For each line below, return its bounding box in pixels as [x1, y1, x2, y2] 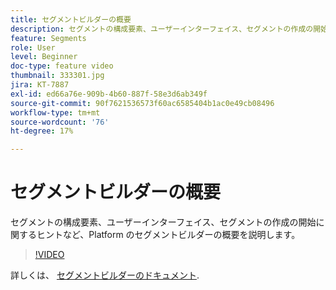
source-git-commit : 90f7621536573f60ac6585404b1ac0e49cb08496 [10, 98, 275, 108]
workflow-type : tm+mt [10, 107, 101, 118]
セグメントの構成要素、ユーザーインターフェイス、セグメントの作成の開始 [10, 216, 317, 228]
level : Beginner [10, 52, 78, 62]
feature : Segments [10, 33, 87, 43]
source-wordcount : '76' [10, 117, 110, 127]
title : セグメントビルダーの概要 [10, 14, 132, 25]
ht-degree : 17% [10, 126, 74, 136]
